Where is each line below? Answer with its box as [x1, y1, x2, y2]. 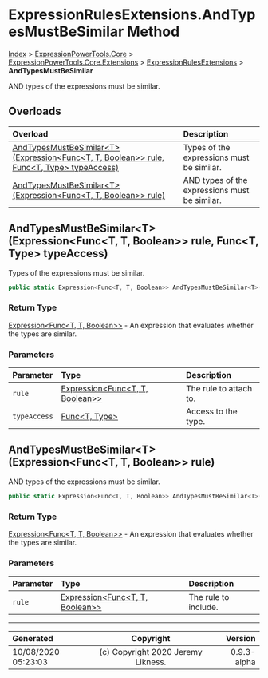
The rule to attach [186, 383, 253, 395]
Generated [12, 633, 53, 644]
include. [188, 601, 219, 613]
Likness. [135, 656, 167, 668]
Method [127, 22, 180, 41]
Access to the [186, 406, 238, 417]
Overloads [8, 105, 61, 118]
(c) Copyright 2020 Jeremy [99, 647, 203, 658]
